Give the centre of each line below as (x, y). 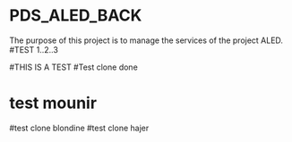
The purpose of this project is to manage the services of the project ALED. (146, 40)
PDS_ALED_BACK (76, 16)
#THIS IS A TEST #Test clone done (74, 67)
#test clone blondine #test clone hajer (79, 128)
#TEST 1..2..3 (34, 49)
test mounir (53, 103)
